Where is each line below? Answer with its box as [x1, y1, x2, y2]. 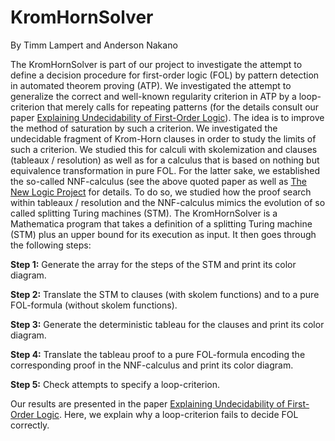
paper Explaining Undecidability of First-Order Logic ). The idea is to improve [10, 111, 325, 123]
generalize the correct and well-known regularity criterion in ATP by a [10, 90, 297, 102]
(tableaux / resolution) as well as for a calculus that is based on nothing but [10, 154, 320, 166]
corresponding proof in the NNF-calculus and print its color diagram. [10, 359, 294, 371]
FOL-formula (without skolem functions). [10, 299, 178, 311]
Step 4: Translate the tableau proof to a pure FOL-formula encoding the [10, 348, 306, 360]
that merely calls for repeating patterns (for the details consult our [46, 101, 320, 113]
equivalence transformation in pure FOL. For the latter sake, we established [10, 164, 320, 176]
